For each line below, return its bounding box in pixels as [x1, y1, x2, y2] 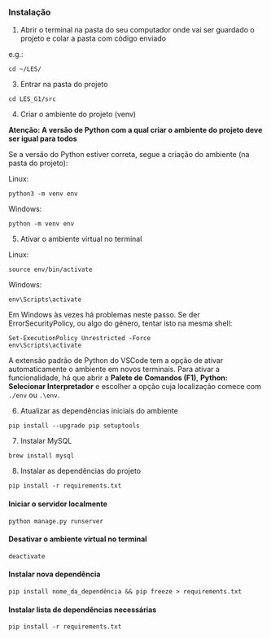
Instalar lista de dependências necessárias [8, 605, 157, 615]
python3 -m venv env [8, 190, 79, 198]
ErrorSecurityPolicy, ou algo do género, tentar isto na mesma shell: [8, 318, 233, 328]
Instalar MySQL [20, 436, 72, 446]
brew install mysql [8, 452, 75, 460]
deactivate [8, 552, 46, 560]
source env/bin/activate [8, 265, 93, 274]
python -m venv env [8, 220, 75, 228]
